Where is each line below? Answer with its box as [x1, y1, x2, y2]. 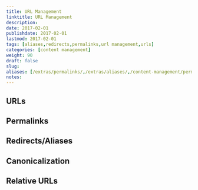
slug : [6, 63, 19, 69]
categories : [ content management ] [6, 47, 91, 53]
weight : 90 [6, 52, 33, 58]
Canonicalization [6, 156, 70, 166]
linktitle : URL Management [6, 14, 72, 20]
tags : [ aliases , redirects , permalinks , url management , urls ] [6, 42, 154, 48]
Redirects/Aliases [6, 136, 73, 146]
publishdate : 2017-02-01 [6, 31, 67, 36]
